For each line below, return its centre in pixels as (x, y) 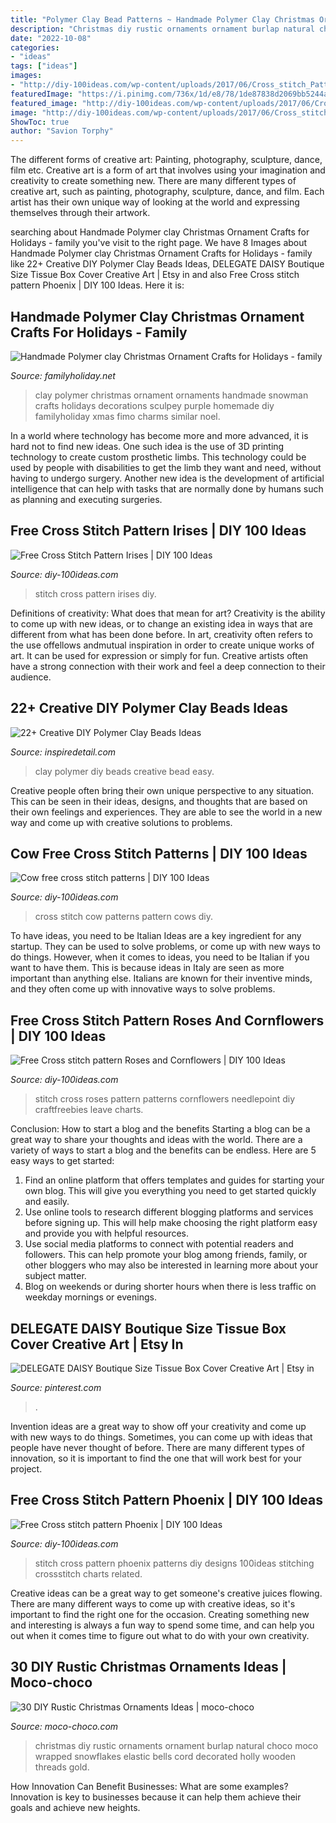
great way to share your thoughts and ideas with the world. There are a (156, 1140)
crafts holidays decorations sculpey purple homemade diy (154, 405)
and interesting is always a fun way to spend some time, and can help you (162, 1625)
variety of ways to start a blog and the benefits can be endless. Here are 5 (163, 1150)
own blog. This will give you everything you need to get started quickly (170, 1191)
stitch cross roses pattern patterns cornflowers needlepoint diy (165, 1099)
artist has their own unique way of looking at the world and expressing (155, 202)
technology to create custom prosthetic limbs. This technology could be (158, 457)
